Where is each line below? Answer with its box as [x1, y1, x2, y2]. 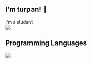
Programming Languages [5, 39, 87, 48]
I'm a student [5, 18, 33, 25]
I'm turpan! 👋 [5, 5, 47, 14]
